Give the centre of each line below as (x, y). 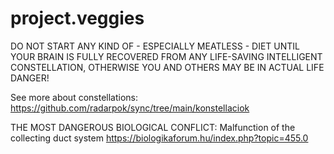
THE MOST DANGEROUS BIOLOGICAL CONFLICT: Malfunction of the (153, 127)
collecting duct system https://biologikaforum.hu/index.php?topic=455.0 (159, 138)
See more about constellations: (74, 97)
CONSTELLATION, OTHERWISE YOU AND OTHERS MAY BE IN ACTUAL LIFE (167, 67)
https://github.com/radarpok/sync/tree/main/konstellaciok (130, 108)
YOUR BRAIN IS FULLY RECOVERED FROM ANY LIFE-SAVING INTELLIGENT (166, 56)
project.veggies (77, 18)
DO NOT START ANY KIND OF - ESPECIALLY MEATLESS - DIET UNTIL (155, 46)
